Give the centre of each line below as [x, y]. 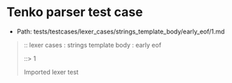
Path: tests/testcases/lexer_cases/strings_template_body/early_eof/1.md [121, 31]
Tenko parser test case [75, 12]
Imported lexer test [51, 72]
